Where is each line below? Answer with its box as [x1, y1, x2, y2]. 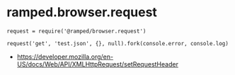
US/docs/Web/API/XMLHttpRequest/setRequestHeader [16, 59, 178, 68]
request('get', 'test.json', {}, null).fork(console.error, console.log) [6, 40, 229, 47]
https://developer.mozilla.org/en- [16, 52, 114, 61]
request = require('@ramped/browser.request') [6, 28, 147, 35]
